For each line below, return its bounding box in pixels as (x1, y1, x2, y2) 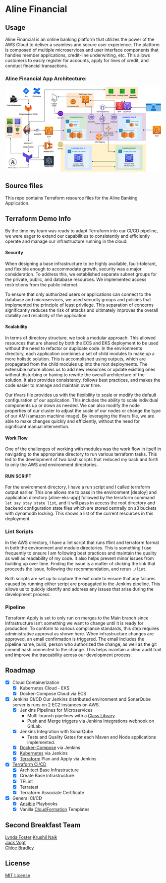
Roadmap (5, 666, 36, 675)
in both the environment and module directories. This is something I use (5, 544, 152, 550)
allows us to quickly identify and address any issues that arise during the (5, 586, 154, 592)
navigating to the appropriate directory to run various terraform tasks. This (5, 451, 157, 457)
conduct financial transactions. (5, 63, 68, 68)
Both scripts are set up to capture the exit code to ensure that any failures (5, 575, 156, 581)
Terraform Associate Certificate (19, 789, 84, 795)
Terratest (19, 784, 39, 790)
